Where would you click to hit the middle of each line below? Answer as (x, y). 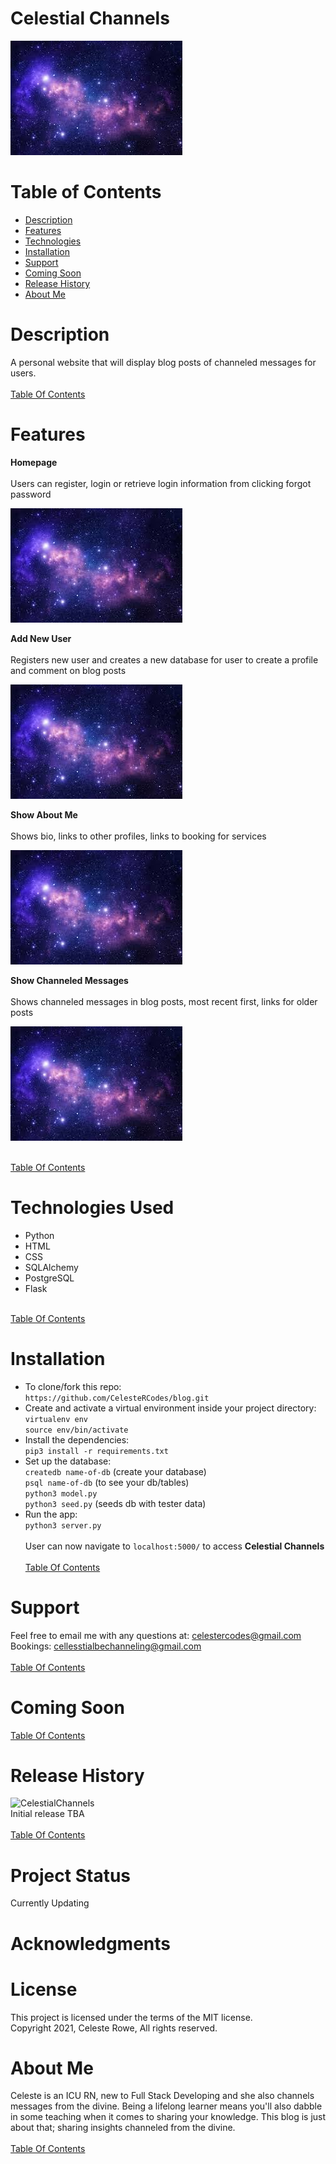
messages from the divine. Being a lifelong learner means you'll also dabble (166, 2106)
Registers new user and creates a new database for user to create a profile (164, 659)
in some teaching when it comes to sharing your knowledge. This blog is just (168, 2117)
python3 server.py (63, 1525)
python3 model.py (61, 1493)
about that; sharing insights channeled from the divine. (123, 2128)
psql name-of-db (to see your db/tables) (107, 1482)
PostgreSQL (49, 1278)
